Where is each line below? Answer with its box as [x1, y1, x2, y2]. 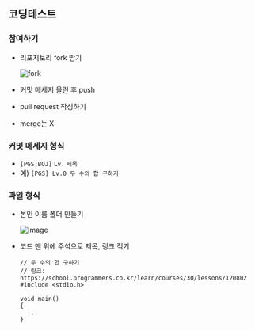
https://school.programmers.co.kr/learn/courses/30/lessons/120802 [19, 274, 247, 283]
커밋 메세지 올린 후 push [19, 85, 96, 94]
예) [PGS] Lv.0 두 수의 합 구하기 [19, 168, 119, 177]
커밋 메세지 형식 [8, 140, 65, 151]
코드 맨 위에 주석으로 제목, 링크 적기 [19, 242, 130, 251]
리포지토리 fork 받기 [19, 52, 82, 62]
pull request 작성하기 [19, 101, 87, 111]
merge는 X [19, 118, 55, 128]
